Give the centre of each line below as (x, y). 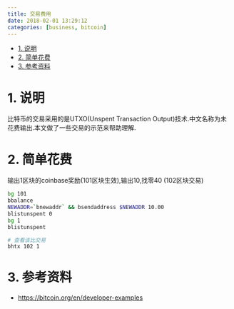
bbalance (20, 201)
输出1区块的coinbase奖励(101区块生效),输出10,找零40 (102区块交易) (106, 181)
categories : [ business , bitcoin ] (57, 27)
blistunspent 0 (30, 214)
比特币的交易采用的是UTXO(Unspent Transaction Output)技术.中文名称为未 (117, 119)
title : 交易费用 (29, 14)
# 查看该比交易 (27, 240)
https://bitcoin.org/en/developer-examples (80, 298)
